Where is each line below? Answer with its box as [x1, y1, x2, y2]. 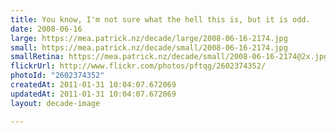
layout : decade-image [10, 98, 101, 108]
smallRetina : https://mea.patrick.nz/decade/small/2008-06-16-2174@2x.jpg [10, 52, 329, 62]
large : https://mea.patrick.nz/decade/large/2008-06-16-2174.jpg [10, 33, 288, 43]
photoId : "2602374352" [10, 71, 105, 81]
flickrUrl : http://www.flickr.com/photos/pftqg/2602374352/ [10, 61, 267, 71]
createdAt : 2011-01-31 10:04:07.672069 [10, 80, 177, 90]
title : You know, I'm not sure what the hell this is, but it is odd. [10, 14, 311, 25]
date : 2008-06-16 [10, 24, 83, 34]
